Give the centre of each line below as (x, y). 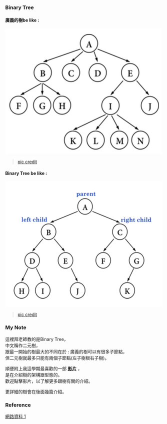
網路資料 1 (15, 416)
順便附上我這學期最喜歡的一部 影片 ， (44, 368)
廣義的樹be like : (22, 20)
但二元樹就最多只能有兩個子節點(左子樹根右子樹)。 (57, 358)
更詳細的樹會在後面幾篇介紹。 (36, 391)
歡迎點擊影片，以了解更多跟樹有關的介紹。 (49, 381)
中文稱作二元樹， (23, 345)
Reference (18, 405)
